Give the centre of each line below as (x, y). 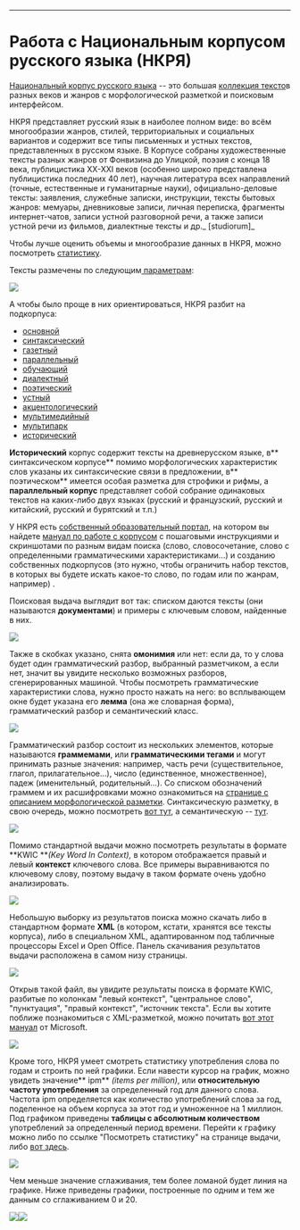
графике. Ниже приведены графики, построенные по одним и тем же (142, 1190)
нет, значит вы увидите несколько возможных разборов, (118, 673)
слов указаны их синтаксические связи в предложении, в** (124, 471)
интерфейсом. (37, 104)
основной (41, 330)
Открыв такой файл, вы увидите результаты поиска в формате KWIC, (141, 989)
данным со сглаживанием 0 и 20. (73, 1199)
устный (36, 397)
